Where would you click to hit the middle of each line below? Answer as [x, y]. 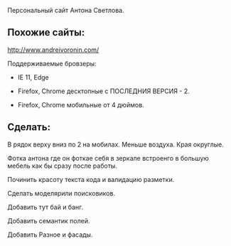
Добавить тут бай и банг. [45, 207]
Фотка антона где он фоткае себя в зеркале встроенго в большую [108, 158]
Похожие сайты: [46, 32]
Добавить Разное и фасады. [50, 235]
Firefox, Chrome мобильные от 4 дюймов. [81, 105]
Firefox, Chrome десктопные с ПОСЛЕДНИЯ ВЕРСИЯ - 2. [103, 91]
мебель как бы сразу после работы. [62, 166]
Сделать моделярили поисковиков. [61, 193]
